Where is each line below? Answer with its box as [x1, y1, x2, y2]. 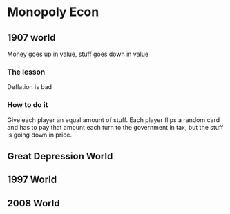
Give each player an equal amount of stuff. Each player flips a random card [7, 115, 220, 124]
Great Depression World [7, 150, 113, 162]
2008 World [7, 197, 60, 209]
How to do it [7, 100, 48, 110]
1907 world [7, 32, 56, 43]
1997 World [7, 174, 57, 186]
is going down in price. [7, 130, 73, 139]
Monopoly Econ [7, 4, 99, 20]
